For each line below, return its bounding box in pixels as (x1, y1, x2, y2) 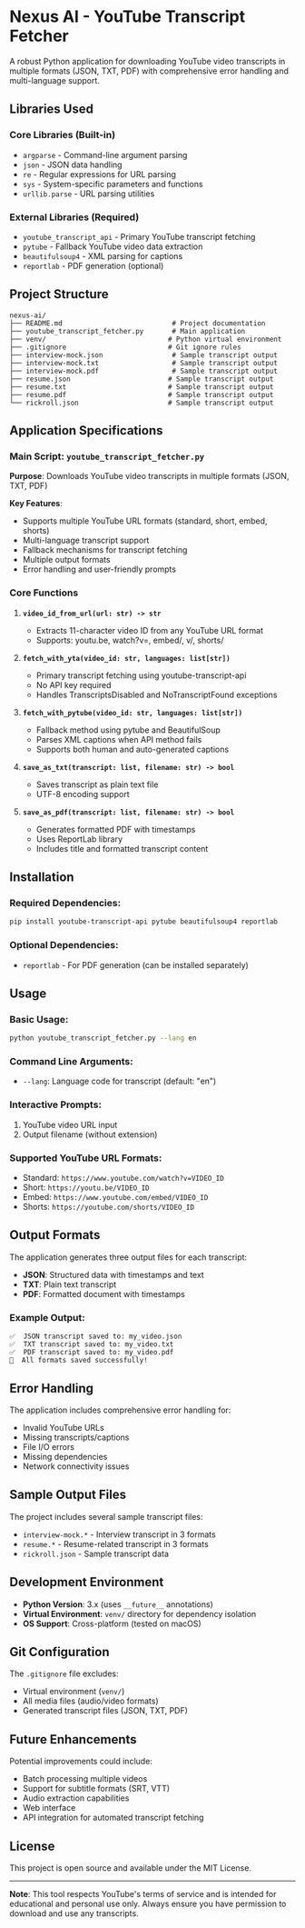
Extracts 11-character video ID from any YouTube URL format (35, 624, 263, 635)
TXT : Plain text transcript (22, 1279, 117, 1290)
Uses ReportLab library (35, 834, 123, 844)
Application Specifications (9, 423, 163, 438)
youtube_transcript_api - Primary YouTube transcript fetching (22, 231, 256, 242)
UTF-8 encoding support (35, 788, 130, 799)
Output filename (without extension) (22, 1129, 158, 1140)
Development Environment (9, 1574, 164, 1590)
